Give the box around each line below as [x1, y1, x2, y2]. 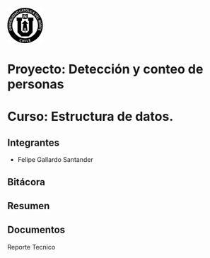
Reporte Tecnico [7, 242, 56, 251]
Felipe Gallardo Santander [17, 156, 93, 164]
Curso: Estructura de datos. [7, 109, 174, 124]
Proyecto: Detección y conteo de [7, 61, 204, 78]
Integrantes [7, 136, 60, 148]
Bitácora [7, 176, 46, 188]
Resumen [7, 199, 50, 212]
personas [7, 76, 64, 93]
